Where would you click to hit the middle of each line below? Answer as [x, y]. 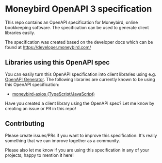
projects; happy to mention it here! [39, 155]
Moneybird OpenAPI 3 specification [79, 9]
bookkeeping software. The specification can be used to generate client [77, 27]
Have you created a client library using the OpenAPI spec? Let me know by [80, 103]
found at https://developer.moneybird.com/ [48, 47]
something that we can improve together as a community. [63, 140]
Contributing [25, 124]
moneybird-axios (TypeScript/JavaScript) [53, 94]
